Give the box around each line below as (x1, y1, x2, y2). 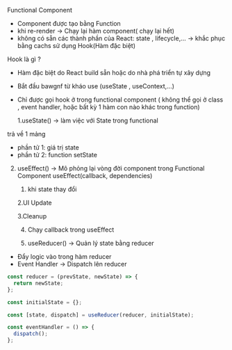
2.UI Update (17, 198, 52, 207)
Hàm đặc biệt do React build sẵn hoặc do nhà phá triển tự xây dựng (17, 69, 210, 77)
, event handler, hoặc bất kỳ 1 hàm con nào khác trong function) (17, 103, 200, 111)
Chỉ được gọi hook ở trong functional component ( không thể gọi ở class (17, 95, 224, 104)
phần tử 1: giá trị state (17, 143, 80, 152)
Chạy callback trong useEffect (27, 225, 115, 234)
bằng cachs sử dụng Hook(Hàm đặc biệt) (17, 42, 136, 49)
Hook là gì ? (7, 55, 42, 63)
